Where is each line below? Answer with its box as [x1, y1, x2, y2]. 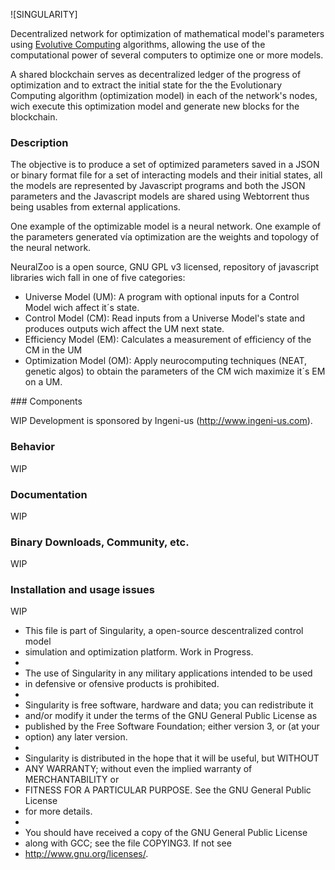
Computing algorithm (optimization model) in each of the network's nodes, [10, 90, 318, 101]
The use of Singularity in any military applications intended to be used [24, 667, 313, 679]
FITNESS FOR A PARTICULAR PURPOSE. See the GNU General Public [24, 784, 312, 796]
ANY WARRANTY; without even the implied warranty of [24, 763, 253, 775]
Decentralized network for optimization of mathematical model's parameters [10, 28, 325, 39]
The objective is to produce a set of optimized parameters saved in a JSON [10, 159, 320, 171]
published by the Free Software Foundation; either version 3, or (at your [24, 720, 320, 733]
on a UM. [24, 376, 63, 388]
